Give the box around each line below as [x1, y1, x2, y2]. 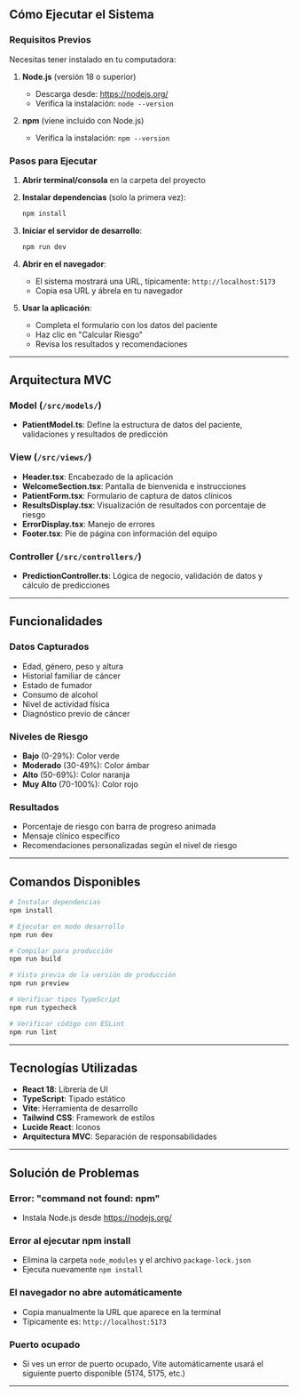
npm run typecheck [9, 1003, 77, 1012]
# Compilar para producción [9, 946, 114, 955]
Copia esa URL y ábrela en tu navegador [35, 285, 184, 296]
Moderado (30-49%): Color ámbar [21, 760, 150, 770]
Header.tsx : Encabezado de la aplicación [21, 471, 174, 482]
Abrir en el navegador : [21, 258, 106, 269]
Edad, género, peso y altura [21, 661, 124, 671]
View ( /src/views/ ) [9, 451, 92, 463]
